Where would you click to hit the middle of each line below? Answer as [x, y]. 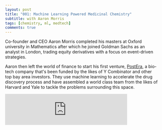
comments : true [20, 28]
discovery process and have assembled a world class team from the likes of [81, 82]
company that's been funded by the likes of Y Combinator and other [83, 72]
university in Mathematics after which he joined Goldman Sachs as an [75, 47]
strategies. [16, 57]
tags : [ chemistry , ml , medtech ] [38, 23]
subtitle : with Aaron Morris [35, 19]
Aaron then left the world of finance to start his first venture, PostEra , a [76, 67]
